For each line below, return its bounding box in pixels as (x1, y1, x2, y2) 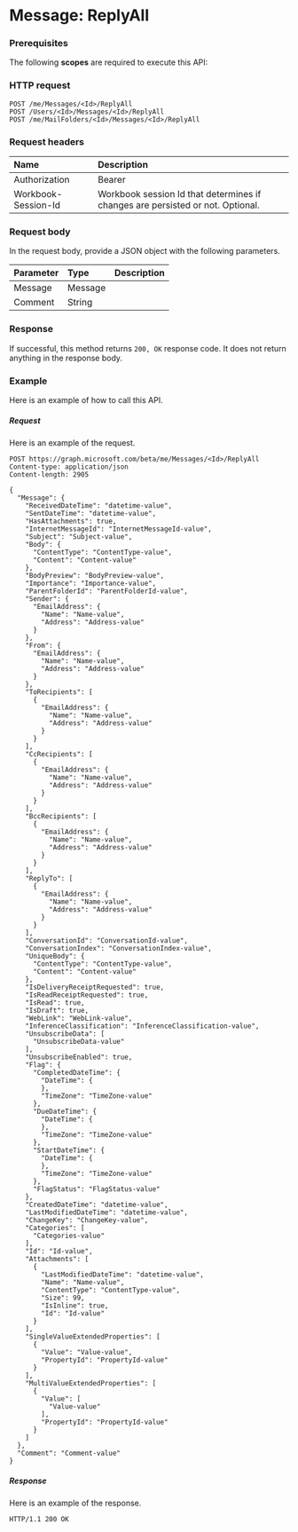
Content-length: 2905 (9, 470, 90, 479)
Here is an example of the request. (9, 437, 136, 448)
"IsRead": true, (25, 998, 86, 1007)
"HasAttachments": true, (25, 517, 117, 525)
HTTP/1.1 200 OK (9, 1514, 69, 1523)
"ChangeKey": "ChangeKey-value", (25, 1215, 149, 1225)
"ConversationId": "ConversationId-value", (25, 936, 189, 945)
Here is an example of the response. (9, 1497, 142, 1508)
